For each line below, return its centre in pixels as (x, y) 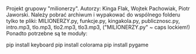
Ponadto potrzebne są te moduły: (47, 33)
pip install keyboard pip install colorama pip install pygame (78, 45)
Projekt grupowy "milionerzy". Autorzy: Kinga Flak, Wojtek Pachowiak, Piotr (98, 9)
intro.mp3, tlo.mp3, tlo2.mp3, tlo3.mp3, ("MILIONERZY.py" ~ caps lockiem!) (98, 27)
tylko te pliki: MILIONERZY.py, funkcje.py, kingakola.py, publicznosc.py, (93, 21)
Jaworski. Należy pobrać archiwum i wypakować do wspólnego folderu (93, 15)
